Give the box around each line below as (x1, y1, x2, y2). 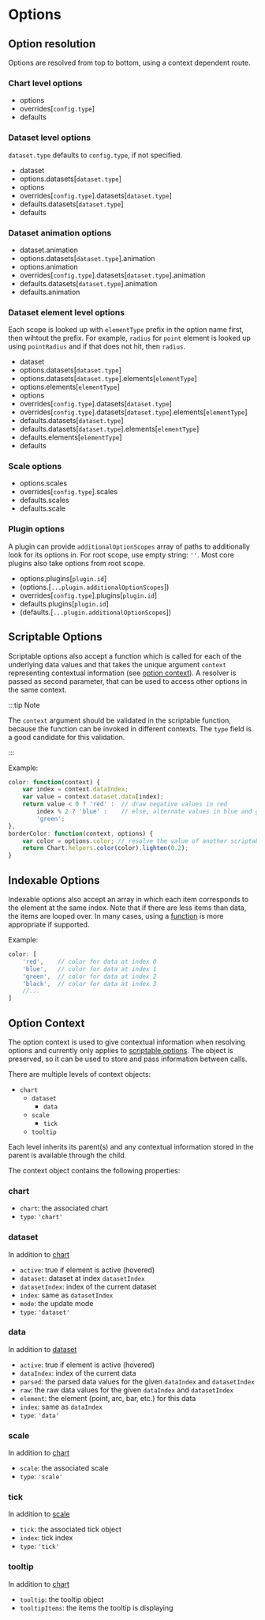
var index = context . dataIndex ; (22, 785, 129, 794)
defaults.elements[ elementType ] (19, 432, 122, 442)
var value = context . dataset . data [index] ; (22, 793, 164, 801)
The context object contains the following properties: (8, 1165, 181, 1175)
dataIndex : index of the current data (19, 1368, 136, 1377)
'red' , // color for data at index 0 (22, 957, 157, 965)
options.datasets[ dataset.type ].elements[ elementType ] (19, 374, 197, 383)
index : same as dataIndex (19, 1402, 103, 1411)
